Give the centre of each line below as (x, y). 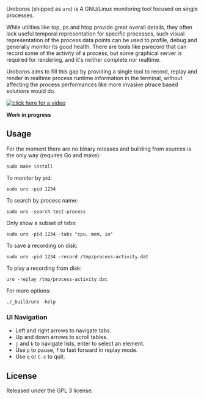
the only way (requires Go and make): (53, 155)
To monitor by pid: (29, 177)
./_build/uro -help (31, 302)
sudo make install (30, 166)
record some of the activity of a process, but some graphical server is (94, 53)
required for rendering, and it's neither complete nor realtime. (83, 60)
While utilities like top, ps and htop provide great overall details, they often (99, 27)
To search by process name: (42, 200)
